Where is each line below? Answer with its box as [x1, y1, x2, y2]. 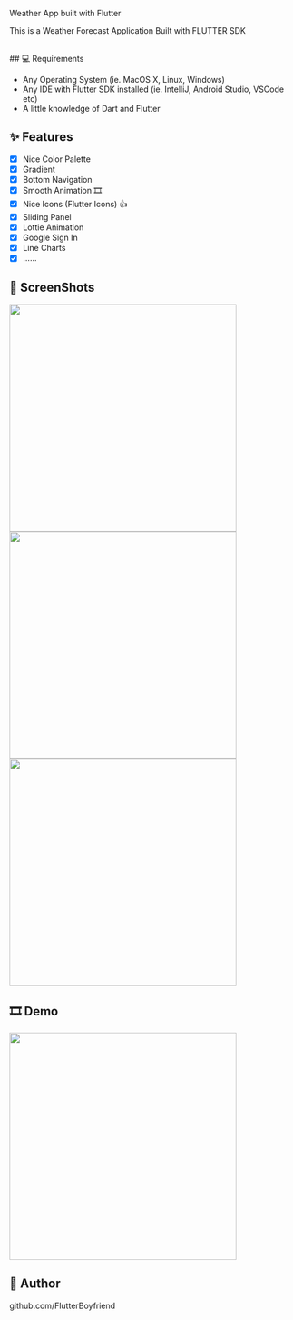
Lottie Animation [22, 222, 84, 233]
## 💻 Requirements [9, 54, 84, 64]
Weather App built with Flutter [9, 8, 122, 18]
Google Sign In [22, 232, 79, 244]
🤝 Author [9, 1276, 61, 1292]
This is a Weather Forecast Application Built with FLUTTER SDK [9, 25, 247, 35]
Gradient [22, 164, 56, 175]
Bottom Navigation [22, 174, 93, 185]
